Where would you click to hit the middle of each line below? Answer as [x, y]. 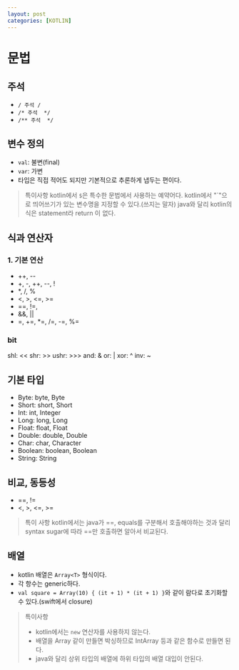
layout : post [27, 14]
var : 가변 [30, 171]
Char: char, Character [50, 443]
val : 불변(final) [39, 162]
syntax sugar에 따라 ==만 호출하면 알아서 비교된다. [97, 531]
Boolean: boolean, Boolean [57, 451]
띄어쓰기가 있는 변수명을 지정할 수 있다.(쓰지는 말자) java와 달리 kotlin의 [132, 204]
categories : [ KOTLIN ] [40, 21]
